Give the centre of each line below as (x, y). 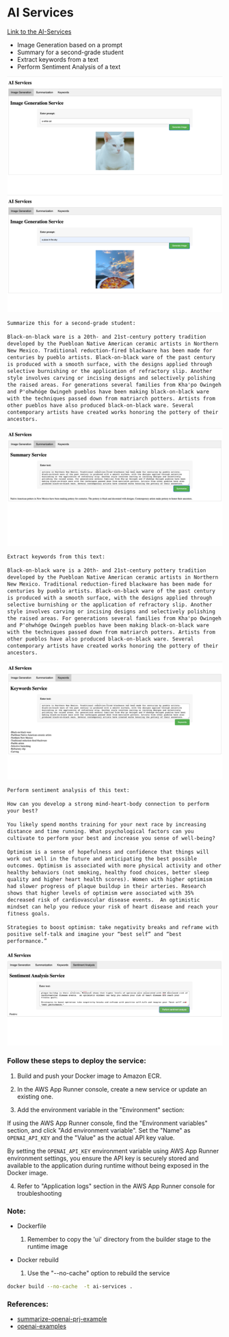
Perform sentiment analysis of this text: (68, 790)
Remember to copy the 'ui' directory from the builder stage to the (119, 1240)
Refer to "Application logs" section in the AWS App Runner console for (116, 1186)
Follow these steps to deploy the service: (77, 1061)
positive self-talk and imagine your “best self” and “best (95, 934)
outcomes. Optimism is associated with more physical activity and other (114, 865)
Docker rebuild (38, 1260)
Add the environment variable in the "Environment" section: (100, 1109)
